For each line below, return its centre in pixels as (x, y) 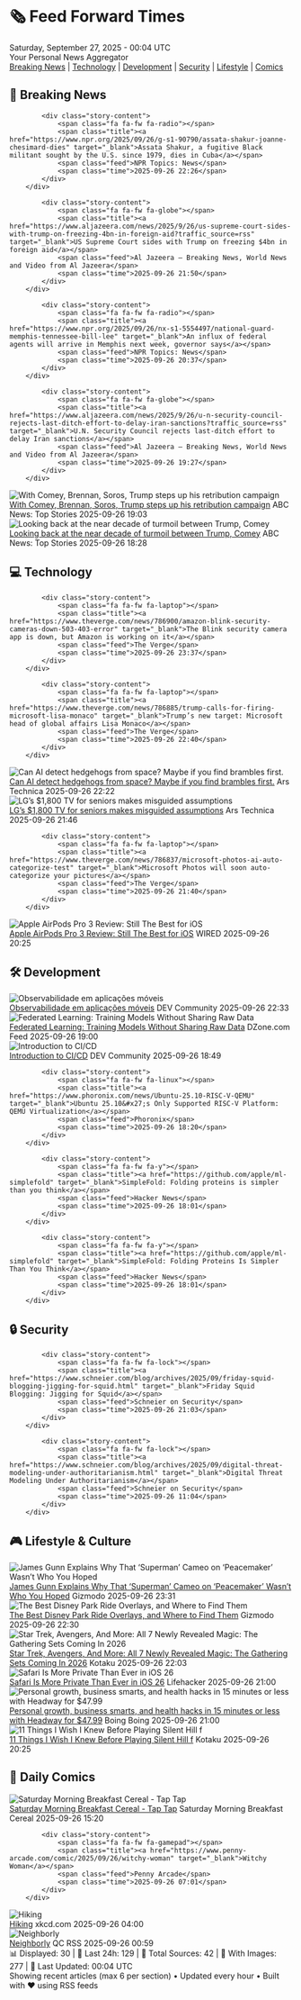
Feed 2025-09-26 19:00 (54, 1036)
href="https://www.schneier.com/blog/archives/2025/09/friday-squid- (142, 1379)
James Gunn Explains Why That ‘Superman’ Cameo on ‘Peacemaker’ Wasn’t (150, 1586)
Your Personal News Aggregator (69, 57)
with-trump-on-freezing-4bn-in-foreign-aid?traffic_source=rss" (132, 234)
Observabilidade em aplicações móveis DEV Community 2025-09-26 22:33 (149, 1008)
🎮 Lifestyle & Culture (71, 1541)
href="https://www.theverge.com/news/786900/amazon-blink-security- (140, 621)
